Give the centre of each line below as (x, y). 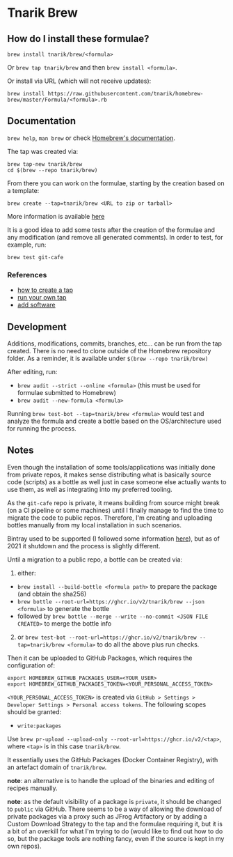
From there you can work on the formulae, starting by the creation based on (116, 183)
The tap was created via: (43, 151)
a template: (23, 190)
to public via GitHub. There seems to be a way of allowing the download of (115, 809)
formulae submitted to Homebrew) (67, 392)
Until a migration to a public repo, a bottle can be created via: (95, 559)
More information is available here (56, 216)
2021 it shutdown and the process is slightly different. (84, 546)
